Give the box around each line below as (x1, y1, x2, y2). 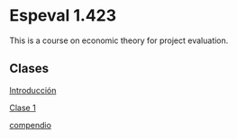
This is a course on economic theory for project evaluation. (9, 35, 229, 46)
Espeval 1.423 (9, 5, 117, 26)
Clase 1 (9, 102, 36, 113)
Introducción (9, 84, 57, 95)
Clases (9, 61, 50, 76)
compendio (9, 119, 52, 130)
